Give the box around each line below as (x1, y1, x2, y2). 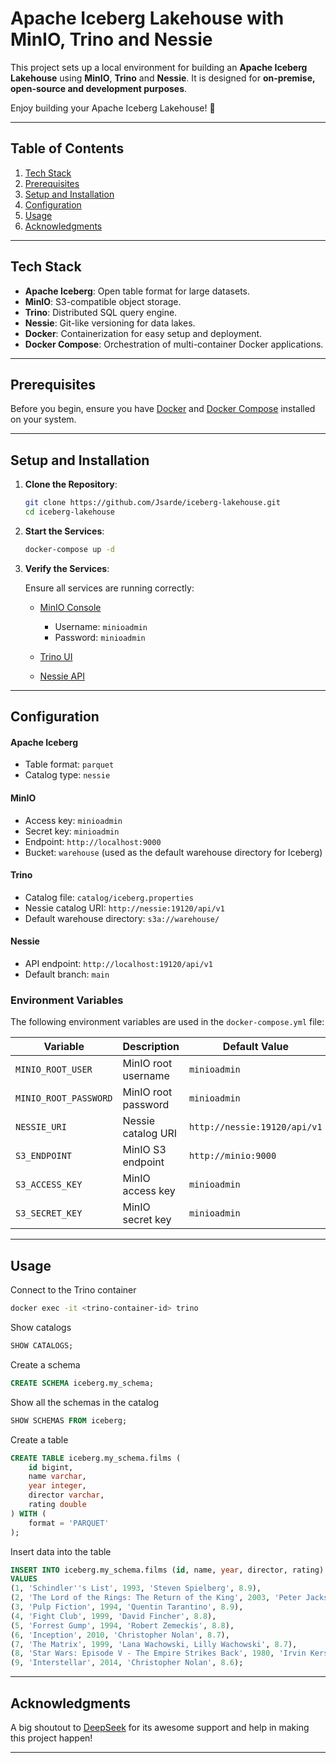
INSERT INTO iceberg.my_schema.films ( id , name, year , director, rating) (10, 1565, 325, 1575)
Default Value (222, 1040, 289, 1054)
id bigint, (28, 1462, 74, 1472)
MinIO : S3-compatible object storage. (24, 295, 182, 307)
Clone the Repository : (24, 478, 118, 491)
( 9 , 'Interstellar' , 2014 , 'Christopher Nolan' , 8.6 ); (10, 1658, 244, 1668)
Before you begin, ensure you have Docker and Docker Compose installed (10, 403, 316, 415)
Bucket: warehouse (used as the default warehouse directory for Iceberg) (24, 846, 323, 858)
